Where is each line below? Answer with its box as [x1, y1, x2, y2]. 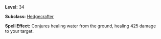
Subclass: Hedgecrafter [5, 14, 54, 19]
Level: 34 [5, 4, 24, 10]
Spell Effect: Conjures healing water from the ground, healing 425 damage [5, 23, 156, 29]
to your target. [5, 28, 34, 34]
